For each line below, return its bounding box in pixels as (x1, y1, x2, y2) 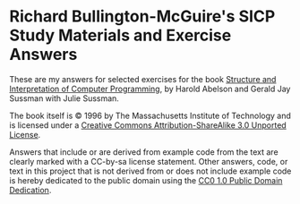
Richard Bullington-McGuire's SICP (9, 6, 276, 27)
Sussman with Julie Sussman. (9, 92, 119, 104)
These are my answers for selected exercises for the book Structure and (9, 73, 277, 84)
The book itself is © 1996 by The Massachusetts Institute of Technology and (9, 110, 291, 121)
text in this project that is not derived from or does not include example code (9, 166, 292, 176)
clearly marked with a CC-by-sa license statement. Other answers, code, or (9, 156, 288, 166)
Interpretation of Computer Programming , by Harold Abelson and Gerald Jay (9, 83, 291, 94)
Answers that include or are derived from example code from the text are (9, 146, 279, 157)
